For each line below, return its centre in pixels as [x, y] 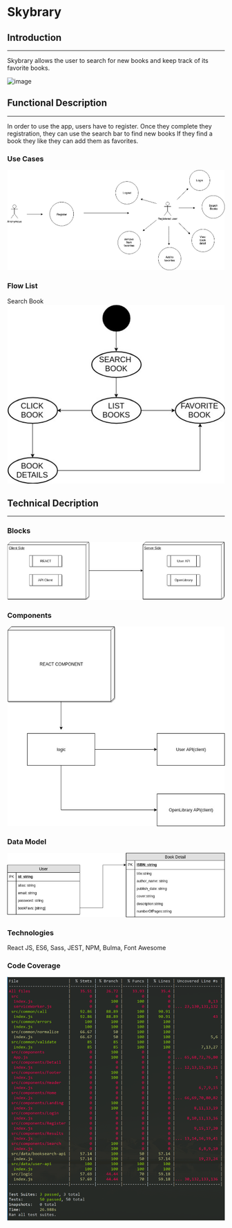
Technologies [30, 932]
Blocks [19, 531]
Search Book [26, 301]
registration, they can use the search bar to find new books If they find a [110, 133]
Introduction [35, 38]
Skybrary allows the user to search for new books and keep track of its [108, 60]
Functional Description [57, 103]
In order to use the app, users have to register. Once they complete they [109, 126]
